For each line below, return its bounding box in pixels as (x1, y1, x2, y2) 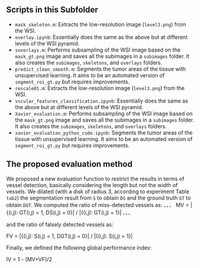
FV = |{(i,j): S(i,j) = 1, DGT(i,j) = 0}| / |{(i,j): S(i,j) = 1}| (6, 232, 133, 239)
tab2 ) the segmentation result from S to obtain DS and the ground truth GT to (6, 194, 191, 201)
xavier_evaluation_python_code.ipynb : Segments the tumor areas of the (14, 129, 193, 136)
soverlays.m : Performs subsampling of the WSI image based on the (14, 46, 181, 53)
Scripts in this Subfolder (6, 5, 99, 15)
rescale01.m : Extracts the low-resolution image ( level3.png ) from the (14, 84, 185, 92)
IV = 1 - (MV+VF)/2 (6, 255, 53, 263)
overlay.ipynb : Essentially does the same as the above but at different (14, 33, 188, 41)
